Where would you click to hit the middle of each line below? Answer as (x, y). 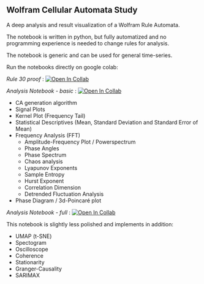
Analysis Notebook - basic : (41, 91)
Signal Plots (30, 109)
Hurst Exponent (44, 181)
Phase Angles (42, 148)
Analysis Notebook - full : (39, 212)
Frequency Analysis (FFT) (48, 135)
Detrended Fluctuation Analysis (64, 194)
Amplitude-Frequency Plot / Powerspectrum (80, 142)
